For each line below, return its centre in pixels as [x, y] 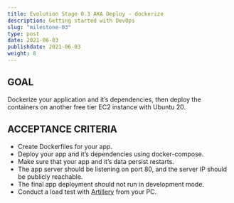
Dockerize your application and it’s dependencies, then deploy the [104, 99]
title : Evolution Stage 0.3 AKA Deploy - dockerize [85, 14]
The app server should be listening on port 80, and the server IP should [122, 169]
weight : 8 [22, 54]
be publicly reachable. [50, 176]
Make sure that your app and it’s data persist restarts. [96, 161]
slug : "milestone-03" [39, 27]
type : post [23, 34]
